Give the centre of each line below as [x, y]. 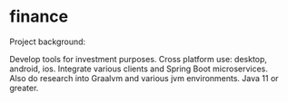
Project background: [48, 42]
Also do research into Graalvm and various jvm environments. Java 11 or [144, 78]
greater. [24, 88]
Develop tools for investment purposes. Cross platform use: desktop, [139, 59]
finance [39, 17]
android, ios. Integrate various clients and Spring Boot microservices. [139, 69]
